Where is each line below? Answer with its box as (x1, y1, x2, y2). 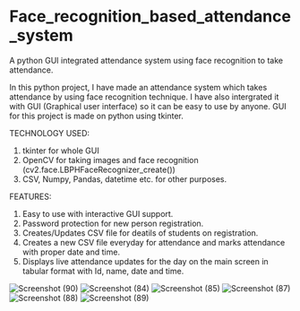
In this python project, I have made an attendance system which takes (9, 82, 268, 92)
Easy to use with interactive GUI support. (21, 208, 174, 219)
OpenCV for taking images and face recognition (21, 154, 199, 165)
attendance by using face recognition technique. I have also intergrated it (9, 91, 279, 102)
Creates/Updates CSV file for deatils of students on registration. (21, 227, 259, 238)
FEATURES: (9, 191, 52, 202)
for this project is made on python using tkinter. (9, 110, 184, 121)
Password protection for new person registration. (21, 218, 204, 229)
